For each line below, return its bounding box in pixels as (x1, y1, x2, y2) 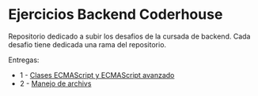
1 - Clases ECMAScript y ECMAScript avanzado (19, 70, 175, 79)
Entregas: (8, 55, 40, 65)
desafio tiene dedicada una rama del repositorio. (8, 39, 167, 49)
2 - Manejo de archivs (19, 79, 92, 88)
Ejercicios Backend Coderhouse (8, 6, 223, 24)
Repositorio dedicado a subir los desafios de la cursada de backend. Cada (8, 31, 251, 41)
